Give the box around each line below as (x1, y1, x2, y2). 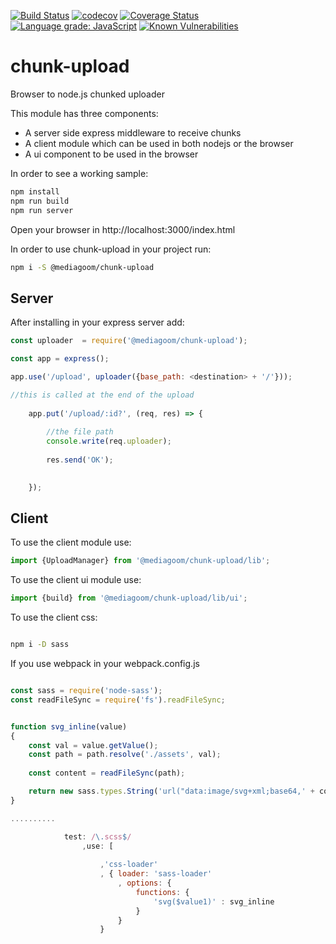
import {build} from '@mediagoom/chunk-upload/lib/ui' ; (10, 593, 248, 604)
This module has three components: (10, 107, 159, 119)
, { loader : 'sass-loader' (99, 869, 213, 879)
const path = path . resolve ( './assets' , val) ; (28, 750, 222, 760)
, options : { (117, 878, 172, 889)
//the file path (46, 427, 114, 437)
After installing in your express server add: (10, 316, 185, 329)
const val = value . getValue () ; (28, 740, 159, 750)
